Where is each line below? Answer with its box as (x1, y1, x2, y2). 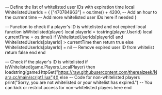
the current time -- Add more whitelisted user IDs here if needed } (5, 15, 137, 20)
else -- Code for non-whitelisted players (60, 75, 140, 80)
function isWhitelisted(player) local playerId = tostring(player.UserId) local (5, 29, 153, 34)
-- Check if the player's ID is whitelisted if (5, 59, 88, 64)
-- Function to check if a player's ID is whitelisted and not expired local (5, 24, 146, 30)
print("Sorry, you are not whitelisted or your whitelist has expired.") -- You (5, 79, 153, 85)
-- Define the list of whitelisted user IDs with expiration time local (5, 4, 135, 10)
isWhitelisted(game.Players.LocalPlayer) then (5, 64, 96, 70)
